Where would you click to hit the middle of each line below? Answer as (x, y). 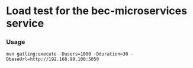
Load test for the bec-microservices (97, 11)
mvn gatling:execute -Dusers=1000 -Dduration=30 (67, 54)
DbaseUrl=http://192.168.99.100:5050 (53, 59)
